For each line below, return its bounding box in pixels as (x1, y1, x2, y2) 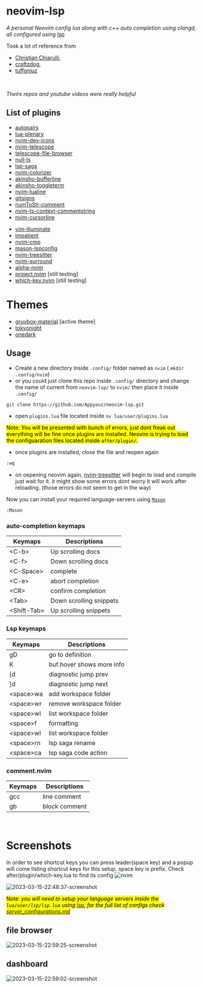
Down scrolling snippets (50, 597, 119, 605)
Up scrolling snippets (50, 606, 110, 615)
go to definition (48, 650, 92, 659)
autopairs (14, 124, 39, 131)
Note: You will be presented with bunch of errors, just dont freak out (6, 424, 176, 431)
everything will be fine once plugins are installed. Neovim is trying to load (6, 431, 189, 438)
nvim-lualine (14, 188, 46, 195)
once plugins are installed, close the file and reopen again (14, 449, 159, 456)
